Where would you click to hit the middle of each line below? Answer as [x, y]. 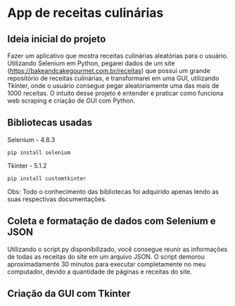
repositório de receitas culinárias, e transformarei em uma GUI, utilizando [113, 78]
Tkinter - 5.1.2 [27, 165]
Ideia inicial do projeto [57, 39]
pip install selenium [39, 153]
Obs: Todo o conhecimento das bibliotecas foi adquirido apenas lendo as [113, 191]
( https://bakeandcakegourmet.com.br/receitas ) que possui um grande [109, 71]
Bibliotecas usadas [50, 123]
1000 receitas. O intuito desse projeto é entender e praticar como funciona [115, 93]
